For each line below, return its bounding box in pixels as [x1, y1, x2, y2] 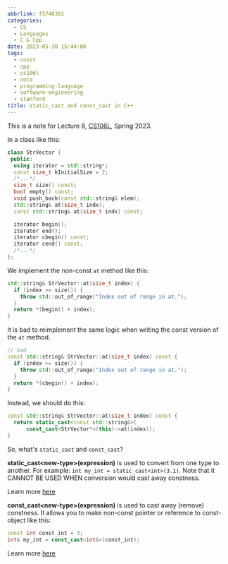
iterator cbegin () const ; [13, 234, 90, 241]
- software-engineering [13, 89, 83, 96]
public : [10, 155, 33, 162]
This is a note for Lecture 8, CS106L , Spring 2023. [7, 121, 153, 130]
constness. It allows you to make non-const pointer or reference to [7, 508, 201, 517]
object [7, 516, 26, 524]
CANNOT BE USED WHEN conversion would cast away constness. [7, 474, 201, 482]
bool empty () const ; [13, 188, 74, 196]
